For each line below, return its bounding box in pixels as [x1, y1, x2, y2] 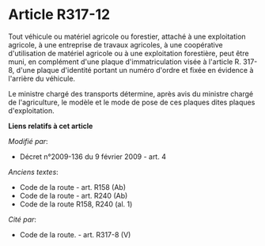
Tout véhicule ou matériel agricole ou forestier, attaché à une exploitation [8, 32, 247, 41]
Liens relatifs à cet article [8, 121, 93, 131]
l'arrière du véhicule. [8, 74, 76, 83]
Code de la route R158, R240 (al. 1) [19, 199, 133, 209]
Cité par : [8, 214, 37, 224]
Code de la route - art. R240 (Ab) [19, 191, 128, 200]
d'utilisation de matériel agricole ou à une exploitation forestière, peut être [8, 48, 249, 58]
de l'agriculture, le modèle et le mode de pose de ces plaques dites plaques [8, 97, 256, 107]
